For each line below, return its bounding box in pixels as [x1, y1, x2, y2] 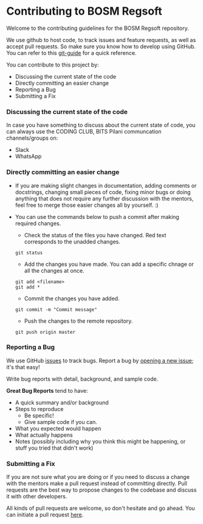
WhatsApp [15, 153, 42, 160]
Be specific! [24, 412, 54, 419]
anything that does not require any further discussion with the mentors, [15, 195, 194, 202]
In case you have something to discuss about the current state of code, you [6, 121, 196, 129]
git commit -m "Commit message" [15, 306, 97, 312]
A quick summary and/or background [15, 398, 109, 406]
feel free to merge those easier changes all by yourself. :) [15, 201, 159, 209]
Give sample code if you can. [24, 418, 97, 425]
